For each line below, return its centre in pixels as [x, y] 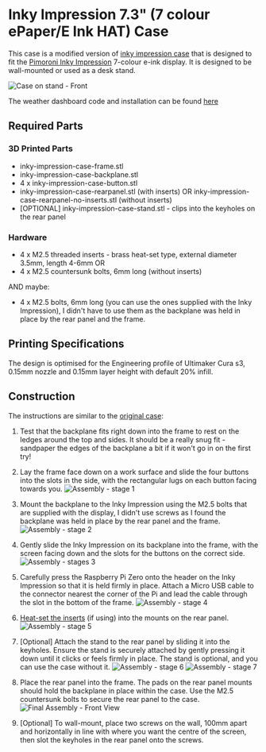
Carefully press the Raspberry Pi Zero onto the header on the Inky [127, 577]
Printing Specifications [66, 344]
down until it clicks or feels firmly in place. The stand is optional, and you [139, 658]
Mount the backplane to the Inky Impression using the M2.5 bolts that [133, 504]
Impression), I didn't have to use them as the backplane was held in [130, 310]
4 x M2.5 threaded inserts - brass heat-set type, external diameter [128, 254]
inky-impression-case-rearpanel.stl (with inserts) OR [106, 191]
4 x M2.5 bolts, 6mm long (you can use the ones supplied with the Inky [136, 302]
